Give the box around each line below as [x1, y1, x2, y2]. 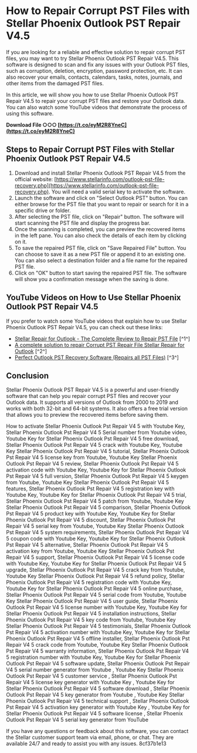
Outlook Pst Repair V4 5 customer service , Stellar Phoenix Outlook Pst [6, 672, 177, 680]
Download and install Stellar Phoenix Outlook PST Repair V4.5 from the [14, 169, 186, 176]
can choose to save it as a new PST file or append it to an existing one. [14, 250, 186, 257]
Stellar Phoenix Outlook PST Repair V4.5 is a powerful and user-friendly [6, 386, 179, 393]
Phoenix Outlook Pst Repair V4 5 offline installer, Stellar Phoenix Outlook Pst [6, 635, 190, 642]
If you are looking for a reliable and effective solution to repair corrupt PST [6, 48, 186, 55]
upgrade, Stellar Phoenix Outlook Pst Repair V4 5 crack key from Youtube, [6, 566, 185, 574]
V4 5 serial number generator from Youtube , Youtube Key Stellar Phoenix [6, 666, 184, 674]
